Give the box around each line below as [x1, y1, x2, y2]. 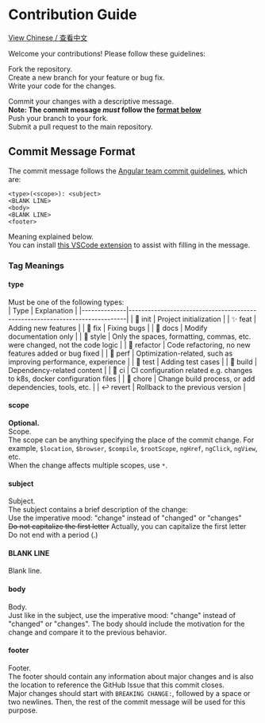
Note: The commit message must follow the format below [8, 105, 202, 115]
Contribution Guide [8, 6, 137, 24]
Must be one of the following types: [8, 297, 125, 307]
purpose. [8, 706, 38, 715]
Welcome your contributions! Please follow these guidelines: [8, 49, 206, 58]
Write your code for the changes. [8, 81, 117, 91]
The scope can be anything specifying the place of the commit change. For [8, 435, 255, 445]
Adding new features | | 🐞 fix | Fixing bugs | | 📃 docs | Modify [8, 323, 208, 332]
